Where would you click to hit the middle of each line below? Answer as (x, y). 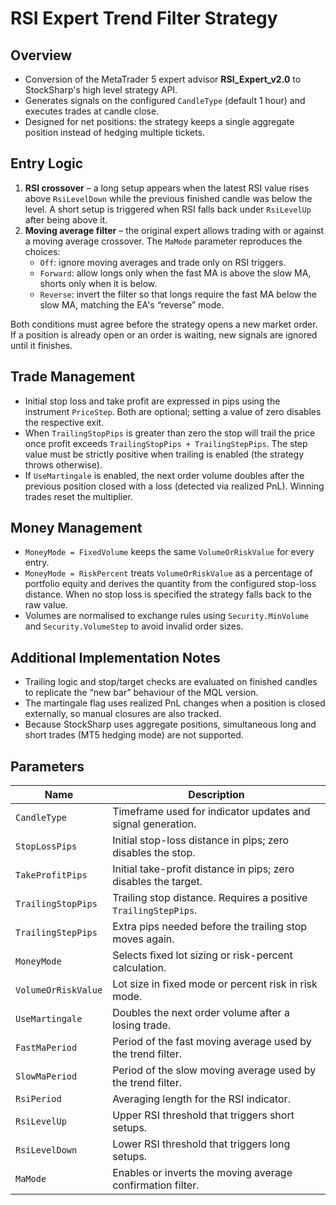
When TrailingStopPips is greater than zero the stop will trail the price (170, 433)
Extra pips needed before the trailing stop (210, 927)
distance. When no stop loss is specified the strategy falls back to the (168, 594)
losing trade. (142, 1025)
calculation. (139, 968)
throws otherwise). (63, 464)
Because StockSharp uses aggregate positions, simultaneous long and (170, 724)
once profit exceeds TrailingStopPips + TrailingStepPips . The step (166, 443)
